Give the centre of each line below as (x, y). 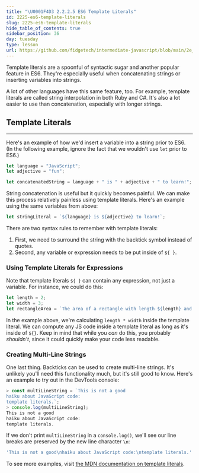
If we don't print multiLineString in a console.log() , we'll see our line (91, 435)
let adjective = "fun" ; (36, 172)
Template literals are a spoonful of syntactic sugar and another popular (93, 67)
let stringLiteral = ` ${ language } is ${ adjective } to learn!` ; (86, 217)
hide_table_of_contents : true (44, 28)
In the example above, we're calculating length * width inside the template (98, 320)
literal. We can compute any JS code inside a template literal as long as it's (97, 326)
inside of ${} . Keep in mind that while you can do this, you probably (88, 332)
